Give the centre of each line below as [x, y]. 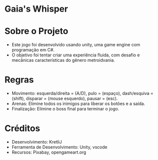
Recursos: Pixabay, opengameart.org [49, 152]
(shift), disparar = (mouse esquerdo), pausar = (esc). [65, 99]
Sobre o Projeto [37, 31]
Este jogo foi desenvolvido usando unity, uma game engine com [76, 45]
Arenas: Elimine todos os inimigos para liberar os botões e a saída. [78, 104]
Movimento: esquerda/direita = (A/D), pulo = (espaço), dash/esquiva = [82, 93]
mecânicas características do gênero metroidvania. [63, 60]
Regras [19, 80]
